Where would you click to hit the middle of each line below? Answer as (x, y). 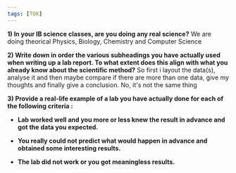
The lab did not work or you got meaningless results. (96, 162)
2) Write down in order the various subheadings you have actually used (114, 55)
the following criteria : (40, 105)
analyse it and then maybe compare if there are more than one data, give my (118, 77)
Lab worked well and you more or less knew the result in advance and (121, 120)
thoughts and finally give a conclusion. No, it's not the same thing (102, 84)
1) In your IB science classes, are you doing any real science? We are (109, 34)
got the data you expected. (58, 127)
